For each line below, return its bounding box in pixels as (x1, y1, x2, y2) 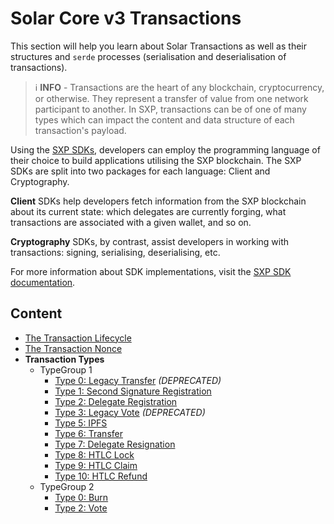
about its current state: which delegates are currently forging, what (10, 205, 287, 217)
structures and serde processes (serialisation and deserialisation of (10, 50, 287, 62)
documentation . (10, 276, 76, 288)
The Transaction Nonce (24, 342, 123, 354)
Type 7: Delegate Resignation (54, 438, 176, 450)
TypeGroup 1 (39, 363, 93, 376)
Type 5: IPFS (54, 417, 108, 429)
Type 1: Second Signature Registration (54, 385, 212, 397)
